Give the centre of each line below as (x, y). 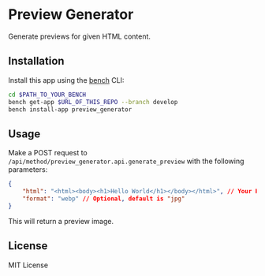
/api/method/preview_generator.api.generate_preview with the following (126, 161)
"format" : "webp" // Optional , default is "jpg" (104, 199)
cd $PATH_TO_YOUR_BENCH (47, 95)
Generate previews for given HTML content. (80, 36)
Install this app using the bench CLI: (66, 80)
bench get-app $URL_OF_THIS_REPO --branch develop (93, 102)
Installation (36, 61)
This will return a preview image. (61, 221)
